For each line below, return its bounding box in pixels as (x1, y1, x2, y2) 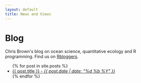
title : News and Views (5, 12, 51, 17)
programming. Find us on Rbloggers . (5, 54, 79, 60)
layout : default (5, 7, 38, 12)
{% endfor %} (12, 73, 40, 79)
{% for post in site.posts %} (12, 63, 68, 69)
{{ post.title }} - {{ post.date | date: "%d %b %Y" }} (12, 68, 116, 74)
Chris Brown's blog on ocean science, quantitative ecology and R (5, 49, 137, 54)
